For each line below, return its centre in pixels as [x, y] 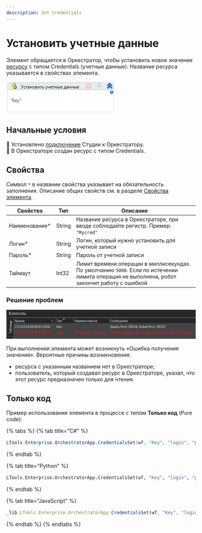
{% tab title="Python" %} [38, 466]
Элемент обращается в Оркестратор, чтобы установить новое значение [99, 60]
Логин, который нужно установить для [126, 240]
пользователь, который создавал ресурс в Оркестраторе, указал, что [105, 373]
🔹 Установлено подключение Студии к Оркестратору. [75, 145]
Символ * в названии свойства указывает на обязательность [85, 184]
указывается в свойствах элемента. [53, 73]
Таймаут [20, 273]
